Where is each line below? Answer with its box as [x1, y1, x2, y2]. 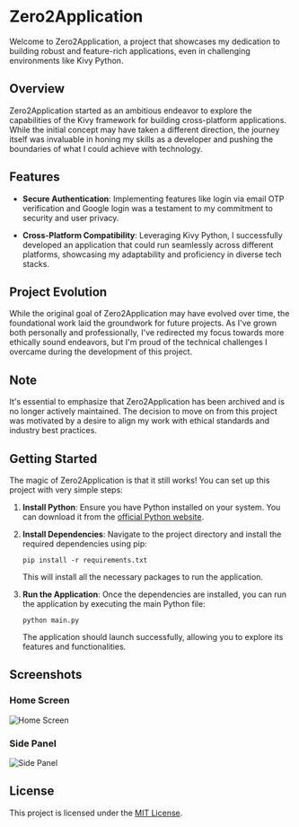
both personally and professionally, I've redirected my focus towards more [9, 327, 285, 338]
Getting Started [9, 451, 98, 467]
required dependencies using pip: [22, 538, 147, 549]
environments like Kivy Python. [9, 55, 124, 66]
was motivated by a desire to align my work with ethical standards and [9, 415, 270, 426]
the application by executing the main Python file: [22, 599, 206, 609]
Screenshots [9, 667, 83, 682]
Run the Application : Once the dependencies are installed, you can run [22, 589, 287, 600]
